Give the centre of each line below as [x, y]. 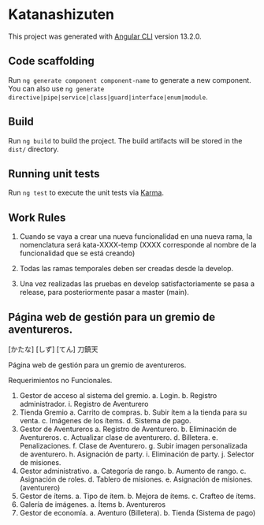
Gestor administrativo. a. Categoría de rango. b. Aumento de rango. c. [133, 471]
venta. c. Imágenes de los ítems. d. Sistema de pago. [105, 421]
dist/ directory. [33, 149]
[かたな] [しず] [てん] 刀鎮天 [53, 349]
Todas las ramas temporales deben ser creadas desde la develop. [126, 269]
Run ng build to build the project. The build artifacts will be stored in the [125, 140]
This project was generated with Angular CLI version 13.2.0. [105, 36]
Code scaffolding [51, 61]
